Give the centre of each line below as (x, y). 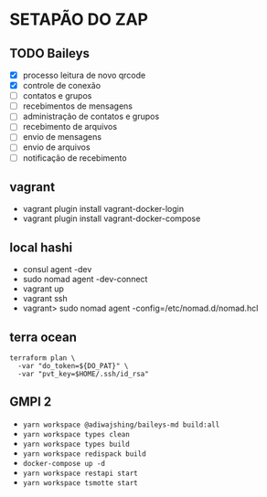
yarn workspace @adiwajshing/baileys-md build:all (121, 425)
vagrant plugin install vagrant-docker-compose (112, 218)
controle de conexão (62, 86)
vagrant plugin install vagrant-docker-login (103, 209)
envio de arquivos (56, 147)
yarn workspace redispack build (84, 454)
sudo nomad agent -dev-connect (85, 280)
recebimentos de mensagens (77, 106)
